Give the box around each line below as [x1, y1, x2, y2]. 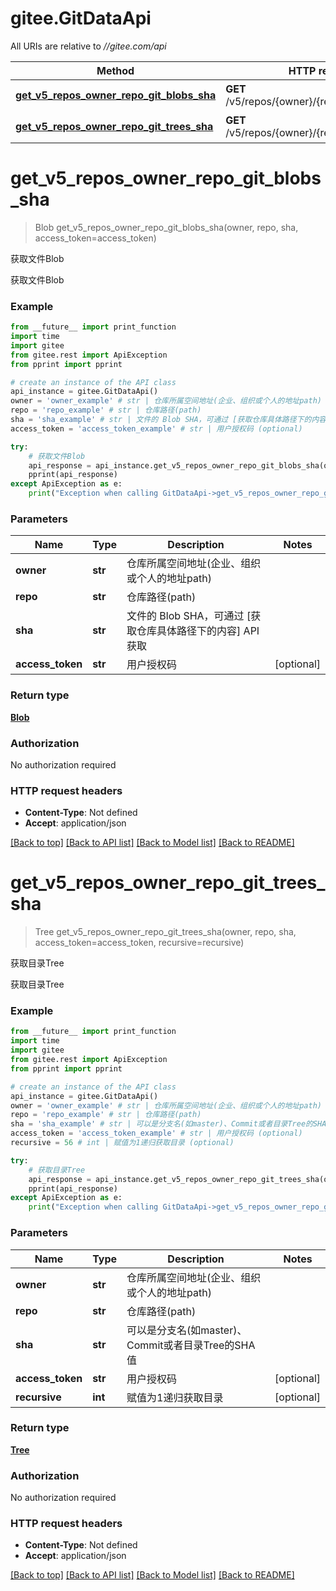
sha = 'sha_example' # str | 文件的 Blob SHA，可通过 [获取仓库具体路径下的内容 [10, 415, 327, 425]
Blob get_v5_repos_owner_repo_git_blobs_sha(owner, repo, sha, [34, 221, 299, 233]
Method [96, 63, 135, 77]
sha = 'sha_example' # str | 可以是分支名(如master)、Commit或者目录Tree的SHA [10, 1119, 327, 1129]
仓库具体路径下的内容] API [136, 624, 260, 638]
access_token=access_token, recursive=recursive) [34, 937, 245, 949]
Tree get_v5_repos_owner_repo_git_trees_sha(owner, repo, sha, [34, 926, 297, 938]
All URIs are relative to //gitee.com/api [10, 40, 167, 52]
